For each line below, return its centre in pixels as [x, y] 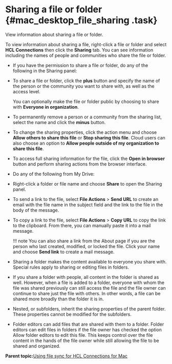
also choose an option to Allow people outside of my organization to [86, 143]
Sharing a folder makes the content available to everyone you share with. [90, 261]
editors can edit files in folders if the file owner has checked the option [87, 330]
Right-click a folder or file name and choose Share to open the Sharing [87, 184]
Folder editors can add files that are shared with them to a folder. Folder [88, 324]
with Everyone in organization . [46, 107]
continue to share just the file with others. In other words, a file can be [87, 293]
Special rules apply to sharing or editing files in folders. [71, 267]
